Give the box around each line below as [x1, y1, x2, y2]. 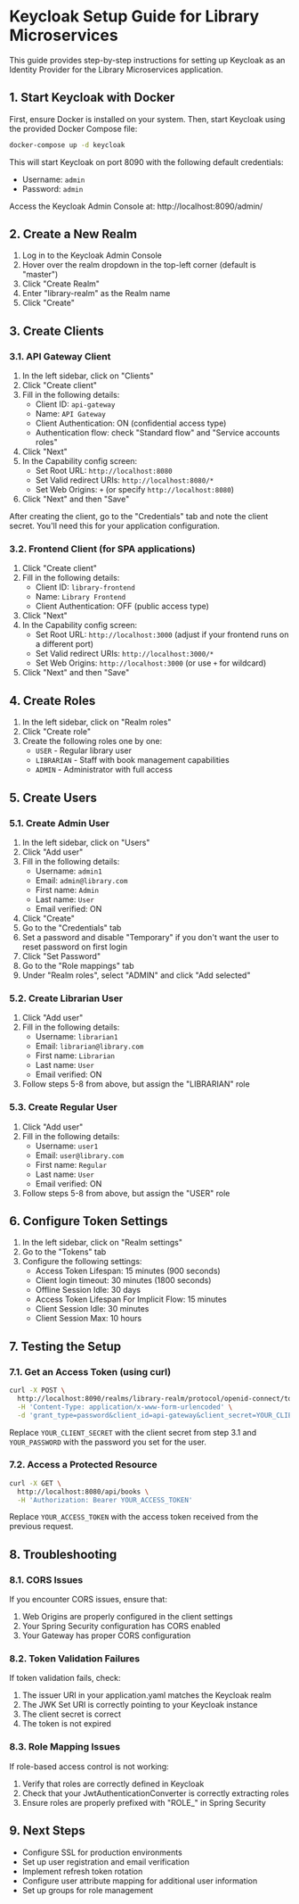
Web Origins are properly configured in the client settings [21, 1611, 233, 1622]
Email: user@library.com [35, 1149, 125, 1161]
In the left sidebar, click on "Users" [21, 837, 150, 848]
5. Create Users [9, 790, 98, 805]
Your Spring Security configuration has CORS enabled [21, 1621, 221, 1632]
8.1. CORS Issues [9, 1573, 84, 1585]
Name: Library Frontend [35, 592, 126, 602]
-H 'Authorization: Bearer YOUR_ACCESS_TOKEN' [17, 1495, 193, 1504]
